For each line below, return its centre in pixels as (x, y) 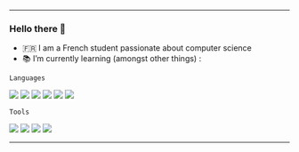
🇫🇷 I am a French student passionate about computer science (137, 48)
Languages (28, 78)
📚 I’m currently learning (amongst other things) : (112, 59)
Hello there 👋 (38, 28)
